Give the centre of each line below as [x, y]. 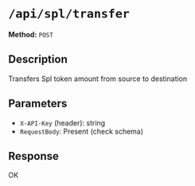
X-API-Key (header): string [62, 122]
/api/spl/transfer [69, 14]
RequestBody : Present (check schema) [82, 131]
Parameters [38, 104]
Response [34, 156]
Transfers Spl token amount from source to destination [98, 79]
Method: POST [31, 34]
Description [38, 59]
